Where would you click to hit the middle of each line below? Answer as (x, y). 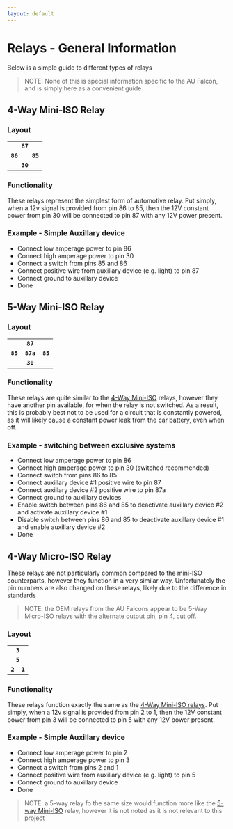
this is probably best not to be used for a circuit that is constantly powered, (115, 412)
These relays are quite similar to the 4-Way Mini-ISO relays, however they (113, 397)
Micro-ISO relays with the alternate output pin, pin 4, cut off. (110, 616)
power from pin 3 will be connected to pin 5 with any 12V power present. (111, 719)
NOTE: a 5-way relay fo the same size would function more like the (120, 803)
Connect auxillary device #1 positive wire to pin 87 (89, 483)
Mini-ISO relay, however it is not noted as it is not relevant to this (130, 810)
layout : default (31, 14)
